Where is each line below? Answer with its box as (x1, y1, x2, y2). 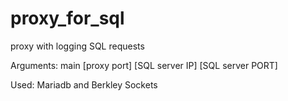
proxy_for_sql (10, 7, 125, 30)
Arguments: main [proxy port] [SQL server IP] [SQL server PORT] (10, 59, 278, 71)
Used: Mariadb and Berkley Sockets (10, 78, 158, 91)
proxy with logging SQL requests (10, 40, 145, 52)
